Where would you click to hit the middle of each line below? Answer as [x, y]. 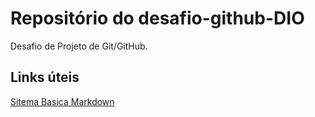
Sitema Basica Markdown [62, 101]
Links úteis [45, 77]
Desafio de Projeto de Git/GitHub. [79, 46]
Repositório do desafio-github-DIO [157, 18]
